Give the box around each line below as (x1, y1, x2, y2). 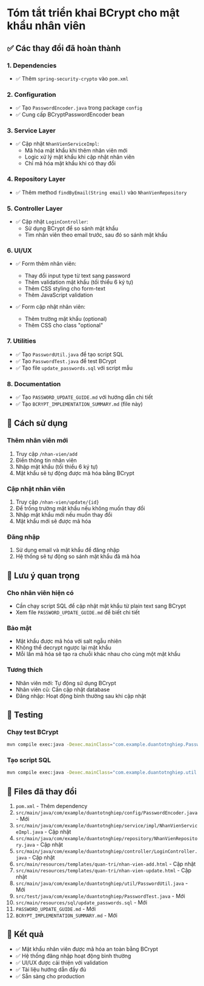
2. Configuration (7, 90, 56, 99)
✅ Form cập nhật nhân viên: (15, 303, 86, 311)
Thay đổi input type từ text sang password (24, 272, 131, 280)
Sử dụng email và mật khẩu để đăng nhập (15, 547, 120, 554)
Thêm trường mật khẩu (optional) (24, 315, 108, 323)
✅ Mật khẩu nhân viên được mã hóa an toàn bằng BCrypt (15, 945, 158, 953)
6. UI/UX (7, 246, 32, 254)
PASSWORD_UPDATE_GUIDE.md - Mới (15, 905, 96, 913)
